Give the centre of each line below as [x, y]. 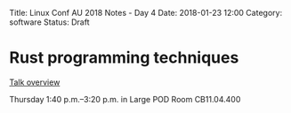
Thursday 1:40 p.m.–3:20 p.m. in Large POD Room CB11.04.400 [125, 99]
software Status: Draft [49, 22]
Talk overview [35, 82]
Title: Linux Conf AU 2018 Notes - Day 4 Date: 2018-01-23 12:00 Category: [146, 13]
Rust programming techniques [124, 58]
